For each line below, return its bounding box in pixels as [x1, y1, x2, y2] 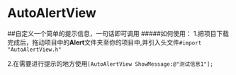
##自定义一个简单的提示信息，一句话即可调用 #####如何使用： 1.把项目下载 [7, 29, 229, 37]
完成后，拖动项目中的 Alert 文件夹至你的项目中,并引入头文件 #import [7, 37, 202, 47]
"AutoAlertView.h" [7, 46, 62, 53]
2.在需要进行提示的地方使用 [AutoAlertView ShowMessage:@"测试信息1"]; [7, 59, 214, 68]
